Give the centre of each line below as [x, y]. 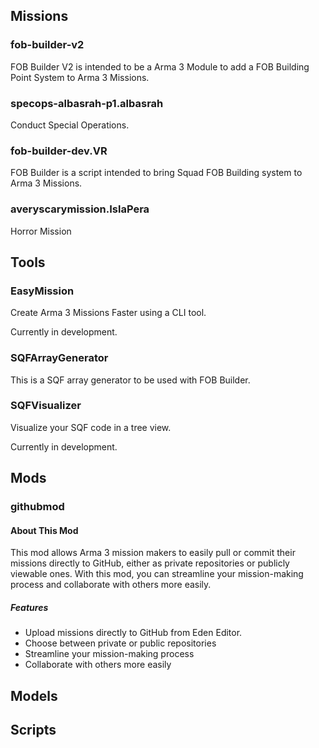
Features [29, 607]
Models [34, 695]
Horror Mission [41, 231]
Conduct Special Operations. [70, 125]
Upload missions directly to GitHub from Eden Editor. [133, 633]
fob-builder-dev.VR [59, 151]
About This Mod [44, 530]
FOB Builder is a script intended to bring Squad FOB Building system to [156, 173]
